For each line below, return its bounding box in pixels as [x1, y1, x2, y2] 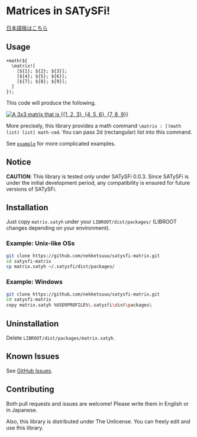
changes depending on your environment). [6, 224, 111, 232]
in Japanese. [6, 406, 38, 413]
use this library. [6, 424, 44, 431]
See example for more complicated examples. [6, 140, 116, 147]
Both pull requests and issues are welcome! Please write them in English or [6, 400, 189, 407]
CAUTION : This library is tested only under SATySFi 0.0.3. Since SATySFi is [6, 173, 189, 180]
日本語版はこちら [6, 24, 48, 31]
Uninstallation [6, 319, 59, 329]
